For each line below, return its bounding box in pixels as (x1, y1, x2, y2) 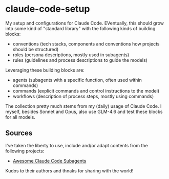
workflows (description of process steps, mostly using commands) (12, 93, 154, 99)
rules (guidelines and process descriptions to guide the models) (12, 57, 147, 63)
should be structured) (12, 46, 59, 52)
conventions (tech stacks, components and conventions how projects (12, 40, 160, 47)
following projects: (5, 148, 45, 154)
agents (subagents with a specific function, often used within (12, 77, 142, 83)
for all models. (5, 114, 36, 120)
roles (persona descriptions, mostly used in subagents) (12, 52, 130, 58)
